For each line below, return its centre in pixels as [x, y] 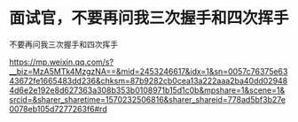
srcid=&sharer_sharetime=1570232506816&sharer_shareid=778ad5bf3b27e [148, 99]
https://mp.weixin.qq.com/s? [61, 62]
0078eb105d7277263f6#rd [59, 109]
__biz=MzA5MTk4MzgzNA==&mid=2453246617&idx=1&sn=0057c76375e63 [149, 71]
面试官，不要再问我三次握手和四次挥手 [149, 18]
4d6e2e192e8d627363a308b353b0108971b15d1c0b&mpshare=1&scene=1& [147, 90]
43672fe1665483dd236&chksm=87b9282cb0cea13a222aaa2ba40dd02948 [149, 80]
